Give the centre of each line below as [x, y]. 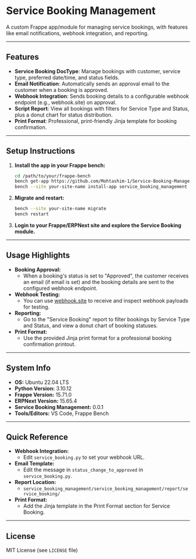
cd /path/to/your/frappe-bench [52, 176]
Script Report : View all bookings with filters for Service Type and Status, [102, 108]
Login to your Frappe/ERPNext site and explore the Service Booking [98, 225]
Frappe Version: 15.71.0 [43, 395]
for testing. [36, 307]
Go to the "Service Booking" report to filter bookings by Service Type [106, 319]
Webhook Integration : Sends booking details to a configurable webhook [102, 96]
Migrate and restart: [39, 198]
